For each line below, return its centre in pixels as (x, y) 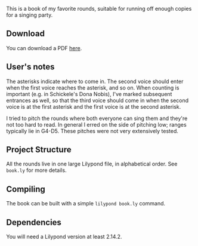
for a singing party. (30, 15)
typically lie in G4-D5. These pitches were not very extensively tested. (92, 131)
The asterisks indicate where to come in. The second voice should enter (95, 81)
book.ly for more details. (36, 170)
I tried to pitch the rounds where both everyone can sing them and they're (97, 118)
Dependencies (34, 222)
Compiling (26, 189)
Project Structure (39, 150)
